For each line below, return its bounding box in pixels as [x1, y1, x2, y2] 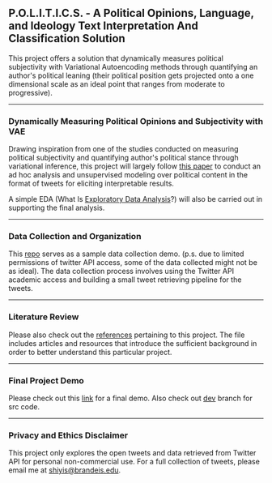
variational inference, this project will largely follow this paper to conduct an [8, 161, 261, 171]
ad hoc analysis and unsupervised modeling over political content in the [8, 170, 249, 180]
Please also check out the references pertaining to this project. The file [8, 330, 245, 340]
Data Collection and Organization [8, 231, 142, 242]
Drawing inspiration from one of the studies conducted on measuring [8, 144, 239, 154]
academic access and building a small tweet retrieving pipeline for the [8, 275, 242, 284]
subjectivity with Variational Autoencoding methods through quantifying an [8, 62, 258, 71]
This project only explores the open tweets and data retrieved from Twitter [8, 448, 257, 458]
